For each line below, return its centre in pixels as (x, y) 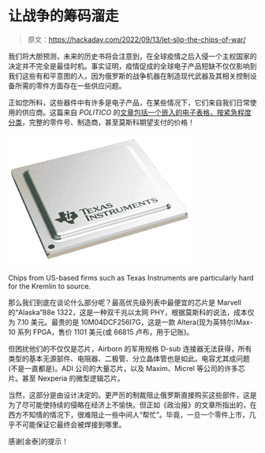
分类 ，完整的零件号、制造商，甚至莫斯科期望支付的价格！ (101, 122)
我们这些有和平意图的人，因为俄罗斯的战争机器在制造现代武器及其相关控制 (129, 76)
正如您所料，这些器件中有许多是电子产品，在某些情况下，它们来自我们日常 (129, 102)
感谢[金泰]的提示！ (39, 441)
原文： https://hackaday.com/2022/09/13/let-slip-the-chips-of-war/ (136, 39)
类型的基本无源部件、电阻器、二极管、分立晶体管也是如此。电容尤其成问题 (129, 358)
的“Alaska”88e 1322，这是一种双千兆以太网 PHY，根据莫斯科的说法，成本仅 (131, 312)
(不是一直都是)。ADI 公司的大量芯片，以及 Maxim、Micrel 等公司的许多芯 (127, 368)
